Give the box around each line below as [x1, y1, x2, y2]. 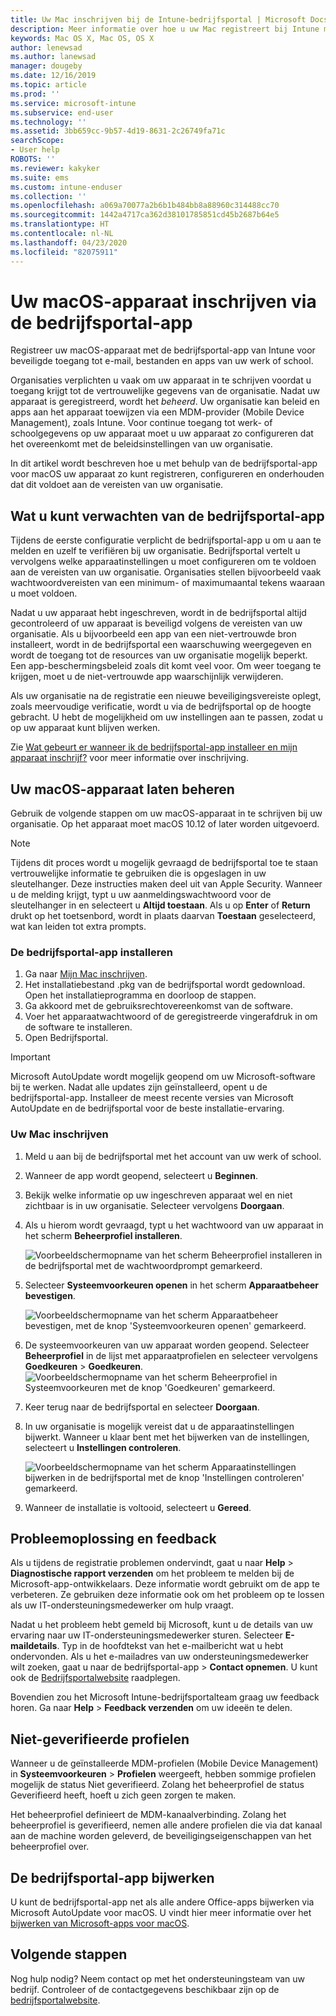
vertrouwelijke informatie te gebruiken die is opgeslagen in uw [10, 867, 267, 880]
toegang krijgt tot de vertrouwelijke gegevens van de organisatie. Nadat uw [10, 385, 320, 397]
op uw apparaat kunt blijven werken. [10, 722, 161, 734]
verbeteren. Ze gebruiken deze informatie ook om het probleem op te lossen [10, 1589, 325, 1601]
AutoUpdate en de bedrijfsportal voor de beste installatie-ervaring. [10, 1102, 285, 1115]
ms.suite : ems [10, 172, 70, 183]
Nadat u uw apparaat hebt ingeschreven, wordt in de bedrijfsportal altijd [10, 607, 307, 619]
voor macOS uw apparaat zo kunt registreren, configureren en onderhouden [10, 468, 325, 480]
